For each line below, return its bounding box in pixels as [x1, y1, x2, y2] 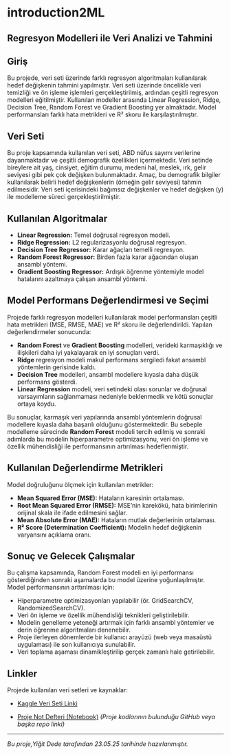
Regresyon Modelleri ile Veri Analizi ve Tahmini [7, 32, 213, 44]
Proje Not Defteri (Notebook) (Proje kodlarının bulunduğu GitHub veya [16, 713, 215, 721]
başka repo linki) [16, 720, 65, 728]
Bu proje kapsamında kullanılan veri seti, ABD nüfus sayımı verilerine [7, 149, 201, 157]
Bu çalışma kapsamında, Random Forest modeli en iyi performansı [7, 568, 194, 577]
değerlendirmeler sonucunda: [7, 327, 91, 335]
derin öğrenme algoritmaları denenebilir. [16, 625, 131, 634]
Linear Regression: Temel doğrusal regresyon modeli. [16, 231, 170, 239]
